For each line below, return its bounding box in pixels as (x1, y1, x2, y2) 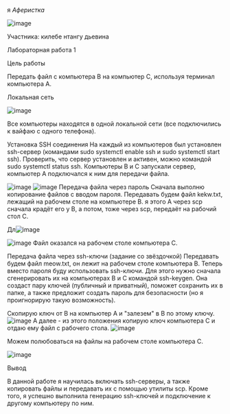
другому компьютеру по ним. (7, 399, 95, 407)
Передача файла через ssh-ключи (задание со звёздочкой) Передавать (7, 252, 220, 260)
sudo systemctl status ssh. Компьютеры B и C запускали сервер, (7, 162, 196, 171)
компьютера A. (7, 80, 51, 88)
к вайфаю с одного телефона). (7, 127, 96, 135)
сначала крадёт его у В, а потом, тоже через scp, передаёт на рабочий (7, 205, 217, 213)
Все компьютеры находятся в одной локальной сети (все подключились (7, 120, 222, 128)
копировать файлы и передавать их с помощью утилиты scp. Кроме (7, 384, 209, 393)
